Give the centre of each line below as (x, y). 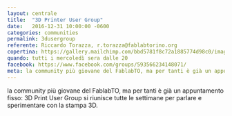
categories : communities (43, 33)
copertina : (23, 52)
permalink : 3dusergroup (41, 39)
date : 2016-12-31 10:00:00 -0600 (58, 26)
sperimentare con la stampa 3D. (52, 105)
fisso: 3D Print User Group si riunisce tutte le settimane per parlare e (105, 97)
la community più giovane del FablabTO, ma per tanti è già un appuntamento (116, 91)
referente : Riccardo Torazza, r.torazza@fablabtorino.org (92, 45)
